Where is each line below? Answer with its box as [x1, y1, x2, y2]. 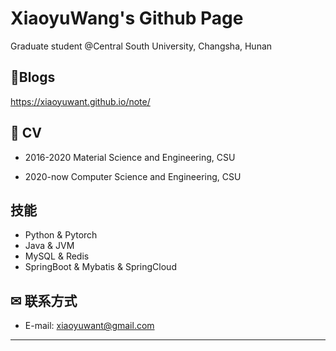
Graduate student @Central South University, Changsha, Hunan [10, 40, 273, 52]
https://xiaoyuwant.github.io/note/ [10, 95, 151, 107]
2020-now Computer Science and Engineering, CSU [24, 170, 242, 182]
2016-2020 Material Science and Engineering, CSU [24, 151, 236, 163]
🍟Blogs [10, 69, 56, 86]
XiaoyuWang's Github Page [10, 7, 244, 30]
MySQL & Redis [24, 250, 90, 262]
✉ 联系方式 [10, 292, 78, 309]
